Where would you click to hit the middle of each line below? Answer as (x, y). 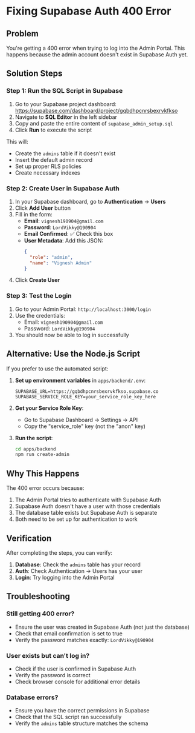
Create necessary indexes (47, 172)
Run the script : (34, 438)
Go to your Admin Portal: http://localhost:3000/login (83, 309)
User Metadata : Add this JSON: (64, 240)
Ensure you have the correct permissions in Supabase (82, 711)
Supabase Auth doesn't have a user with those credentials (88, 506)
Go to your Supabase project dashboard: (66, 104)
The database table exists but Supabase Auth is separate (86, 513)
